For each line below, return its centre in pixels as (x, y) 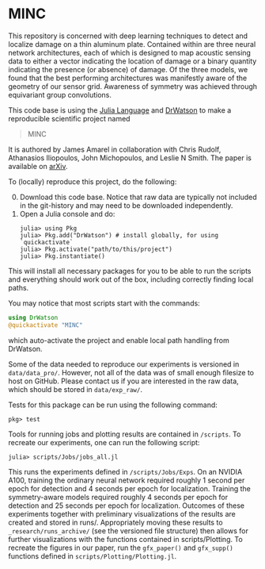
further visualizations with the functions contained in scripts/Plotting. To (125, 539)
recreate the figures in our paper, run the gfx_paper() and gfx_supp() (121, 548)
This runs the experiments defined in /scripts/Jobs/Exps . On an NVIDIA (125, 471)
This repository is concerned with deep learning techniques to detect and (128, 36)
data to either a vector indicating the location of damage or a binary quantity (132, 61)
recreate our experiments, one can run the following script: (104, 442)
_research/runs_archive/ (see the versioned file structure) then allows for (129, 531)
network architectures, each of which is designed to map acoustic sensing (130, 52)
